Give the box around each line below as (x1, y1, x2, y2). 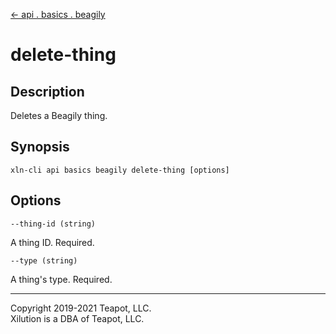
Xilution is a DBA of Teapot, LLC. (10, 312, 145, 324)
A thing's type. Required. (10, 273, 113, 285)
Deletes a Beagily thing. (10, 110, 108, 121)
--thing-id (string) (10, 219, 97, 229)
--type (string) (10, 255, 78, 266)
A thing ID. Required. (10, 236, 95, 248)
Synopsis (10, 139, 70, 156)
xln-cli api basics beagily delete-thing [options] (10, 165, 230, 175)
